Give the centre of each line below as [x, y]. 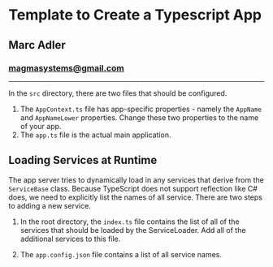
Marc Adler [37, 45]
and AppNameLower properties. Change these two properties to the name [139, 117]
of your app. [41, 126]
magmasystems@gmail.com [66, 68]
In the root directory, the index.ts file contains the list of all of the [130, 222]
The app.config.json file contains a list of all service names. [121, 254]
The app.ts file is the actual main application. [95, 135]
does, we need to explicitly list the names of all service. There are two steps [135, 197]
